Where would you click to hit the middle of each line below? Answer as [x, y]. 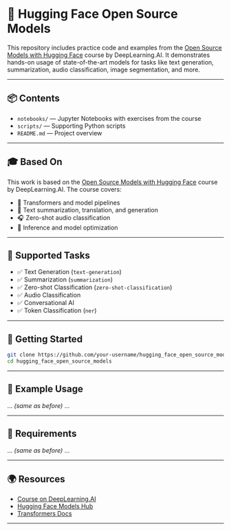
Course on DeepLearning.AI [56, 499]
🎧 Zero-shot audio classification [64, 217]
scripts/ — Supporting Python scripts [71, 126]
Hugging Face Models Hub [55, 506]
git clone [21, 355]
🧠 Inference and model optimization [67, 227]
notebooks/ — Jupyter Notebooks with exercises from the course [109, 118]
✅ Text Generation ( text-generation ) [69, 272]
